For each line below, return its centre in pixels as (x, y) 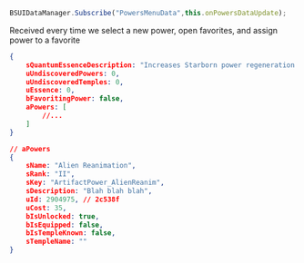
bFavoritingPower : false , (75, 99)
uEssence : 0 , (51, 91)
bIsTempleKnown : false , (71, 233)
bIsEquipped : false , (65, 225)
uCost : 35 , (46, 208)
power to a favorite (45, 40)
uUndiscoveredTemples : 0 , (75, 82)
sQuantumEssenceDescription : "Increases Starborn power (134, 65)
